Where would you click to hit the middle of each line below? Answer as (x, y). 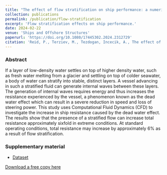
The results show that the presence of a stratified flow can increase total (80, 118)
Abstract (16, 59)
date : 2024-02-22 (23, 28)
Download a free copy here (33, 167)
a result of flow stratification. (35, 134)
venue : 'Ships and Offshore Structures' (48, 33)
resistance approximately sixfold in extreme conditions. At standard (74, 123)
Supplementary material (35, 146)
